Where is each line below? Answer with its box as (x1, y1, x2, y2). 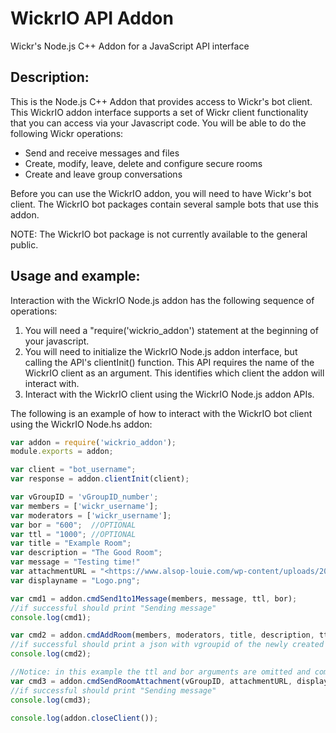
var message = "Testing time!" (10, 557, 141, 567)
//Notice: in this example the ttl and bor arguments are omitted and (10, 667, 311, 677)
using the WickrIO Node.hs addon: (10, 418, 153, 430)
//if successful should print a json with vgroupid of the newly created (10, 640, 325, 650)
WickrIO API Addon (10, 7, 174, 30)
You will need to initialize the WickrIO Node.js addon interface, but (24, 345, 298, 357)
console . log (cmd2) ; (10, 649, 92, 659)
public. (10, 238, 39, 251)
